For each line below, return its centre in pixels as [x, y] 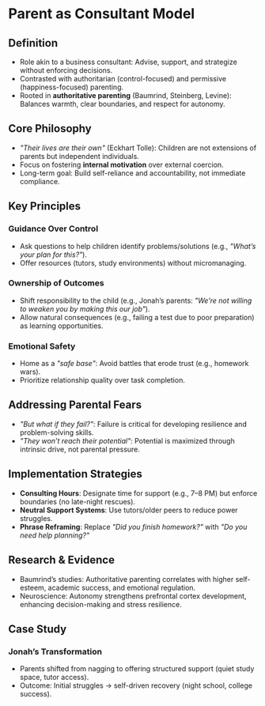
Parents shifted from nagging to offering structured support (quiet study [137, 669]
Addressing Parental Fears [75, 405]
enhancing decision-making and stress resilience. [100, 604]
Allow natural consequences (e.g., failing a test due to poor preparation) [137, 317]
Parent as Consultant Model [102, 14]
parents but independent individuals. [79, 156]
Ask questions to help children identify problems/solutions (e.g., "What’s [138, 246]
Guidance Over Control [53, 228]
